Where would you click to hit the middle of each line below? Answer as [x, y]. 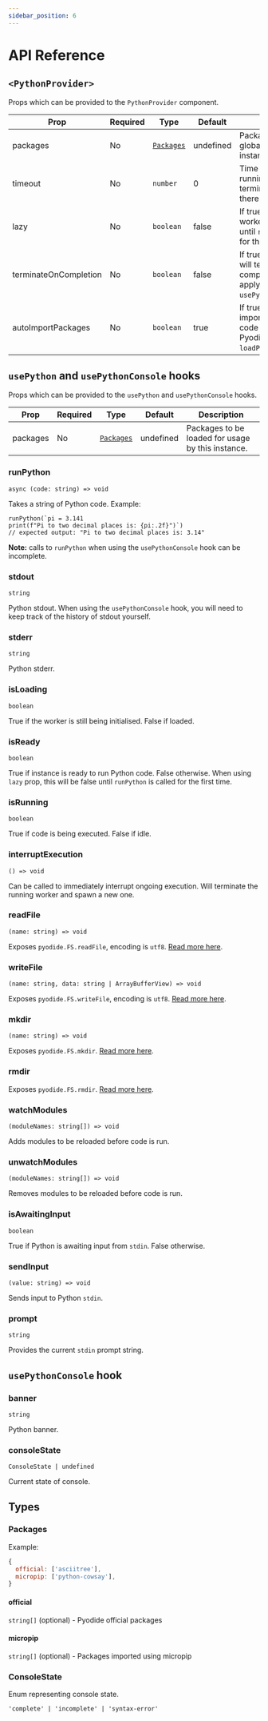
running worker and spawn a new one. [71, 894]
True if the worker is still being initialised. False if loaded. [101, 720]
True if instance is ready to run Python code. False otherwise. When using [130, 772]
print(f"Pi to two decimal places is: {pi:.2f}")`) [96, 525]
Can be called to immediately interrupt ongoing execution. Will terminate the [133, 886]
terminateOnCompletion [57, 275]
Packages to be [215, 428]
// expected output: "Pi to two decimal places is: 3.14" [106, 532]
